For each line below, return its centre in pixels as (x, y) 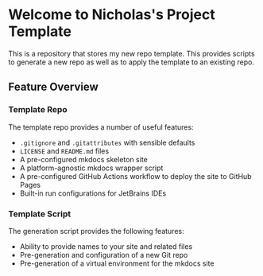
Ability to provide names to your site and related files (106, 246)
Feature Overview (54, 87)
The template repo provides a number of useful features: (101, 127)
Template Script (40, 214)
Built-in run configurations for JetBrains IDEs (93, 193)
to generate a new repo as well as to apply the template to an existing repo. (131, 62)
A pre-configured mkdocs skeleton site (84, 159)
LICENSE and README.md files (64, 151)
